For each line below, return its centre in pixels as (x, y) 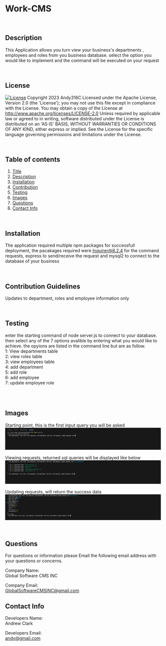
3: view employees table (30, 362)
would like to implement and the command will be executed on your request (82, 60)
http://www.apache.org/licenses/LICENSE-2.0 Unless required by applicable (83, 113)
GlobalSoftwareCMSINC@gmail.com (42, 591)
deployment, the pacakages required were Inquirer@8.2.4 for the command (82, 251)
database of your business (32, 261)
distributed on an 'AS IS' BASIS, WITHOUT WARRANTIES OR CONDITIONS (81, 124)
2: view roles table (24, 356)
